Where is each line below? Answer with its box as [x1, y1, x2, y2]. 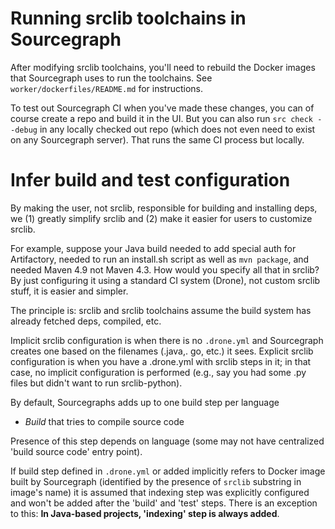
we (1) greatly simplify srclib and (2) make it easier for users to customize [10, 212, 313, 224]
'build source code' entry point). [10, 445, 143, 457]
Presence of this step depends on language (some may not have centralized [10, 435, 325, 447]
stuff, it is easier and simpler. [10, 285, 129, 297]
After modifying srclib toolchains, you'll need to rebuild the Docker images [10, 61, 316, 73]
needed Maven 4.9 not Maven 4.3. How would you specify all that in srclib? [10, 263, 320, 276]
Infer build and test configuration [10, 169, 291, 192]
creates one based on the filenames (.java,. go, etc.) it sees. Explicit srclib [10, 345, 314, 357]
